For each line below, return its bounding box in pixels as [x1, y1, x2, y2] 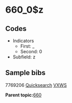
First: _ [20, 43, 35, 49]
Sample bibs [5, 68, 46, 77]
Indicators [12, 38, 34, 44]
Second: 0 [20, 49, 42, 54]
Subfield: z [12, 54, 36, 60]
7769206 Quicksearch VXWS [5, 82, 67, 88]
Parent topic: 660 [5, 92, 42, 98]
